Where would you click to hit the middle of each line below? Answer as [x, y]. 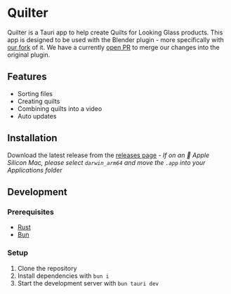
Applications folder [35, 170]
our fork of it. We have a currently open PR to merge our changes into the [113, 47]
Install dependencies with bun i [63, 276]
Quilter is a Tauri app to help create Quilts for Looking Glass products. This [115, 32]
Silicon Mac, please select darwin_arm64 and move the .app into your [106, 162]
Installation [32, 138]
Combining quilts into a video [60, 108]
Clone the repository [47, 268]
